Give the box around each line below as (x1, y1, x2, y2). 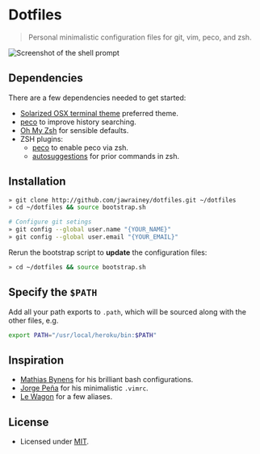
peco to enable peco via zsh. (31, 143, 129, 152)
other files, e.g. (8, 315, 59, 325)
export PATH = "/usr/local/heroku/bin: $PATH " (8, 331, 157, 339)
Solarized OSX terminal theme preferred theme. (19, 108, 179, 118)
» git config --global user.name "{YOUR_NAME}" (8, 226, 172, 234)
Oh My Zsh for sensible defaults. (19, 125, 129, 135)
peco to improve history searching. (19, 117, 137, 127)
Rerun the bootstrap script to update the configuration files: (8, 248, 208, 257)
